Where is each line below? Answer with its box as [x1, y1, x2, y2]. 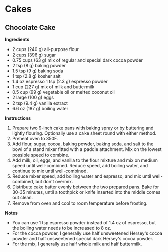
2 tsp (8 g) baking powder [12, 63, 66, 68]
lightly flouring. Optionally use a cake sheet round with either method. [12, 130, 157, 136]
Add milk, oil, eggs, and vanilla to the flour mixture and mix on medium [12, 157, 158, 163]
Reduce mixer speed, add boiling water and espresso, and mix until [12, 173, 151, 179]
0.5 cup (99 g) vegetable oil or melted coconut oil [12, 89, 115, 95]
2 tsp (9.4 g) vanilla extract [12, 100, 68, 106]
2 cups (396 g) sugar [12, 52, 56, 58]
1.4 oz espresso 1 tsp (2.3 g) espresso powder [12, 79, 108, 84]
